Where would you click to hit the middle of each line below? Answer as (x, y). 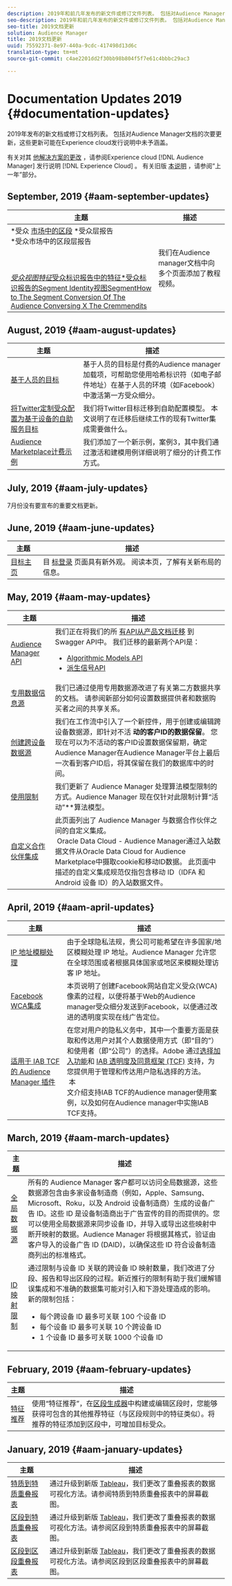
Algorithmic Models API (105, 658)
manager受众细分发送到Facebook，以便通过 (139, 1007)
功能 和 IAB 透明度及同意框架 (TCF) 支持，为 (144, 1061)
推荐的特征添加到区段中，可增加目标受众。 (101, 1425)
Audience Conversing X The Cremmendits (79, 305)
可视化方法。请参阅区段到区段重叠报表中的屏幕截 (129, 1561)
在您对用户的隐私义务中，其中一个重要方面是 (139, 1030)
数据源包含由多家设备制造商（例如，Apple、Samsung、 (118, 1193)
